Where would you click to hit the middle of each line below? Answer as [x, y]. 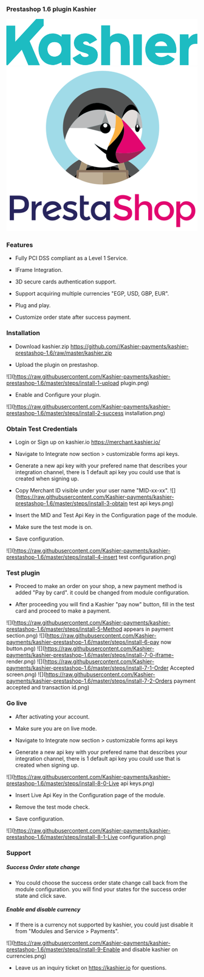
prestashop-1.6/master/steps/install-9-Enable [63, 950]
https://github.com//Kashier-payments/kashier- [130, 346]
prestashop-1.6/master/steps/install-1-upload [63, 383]
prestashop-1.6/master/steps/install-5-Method [64, 629]
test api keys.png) [151, 503]
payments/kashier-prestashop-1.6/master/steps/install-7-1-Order [87, 668]
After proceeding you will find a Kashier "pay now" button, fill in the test [105, 605]
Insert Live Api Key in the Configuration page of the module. [90, 795]
